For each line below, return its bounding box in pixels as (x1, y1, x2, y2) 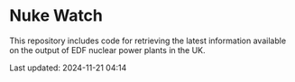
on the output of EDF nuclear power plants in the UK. (9, 44, 206, 55)
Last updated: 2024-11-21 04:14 (9, 62, 127, 73)
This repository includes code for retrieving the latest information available (9, 35, 287, 46)
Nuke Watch (9, 5, 104, 26)
